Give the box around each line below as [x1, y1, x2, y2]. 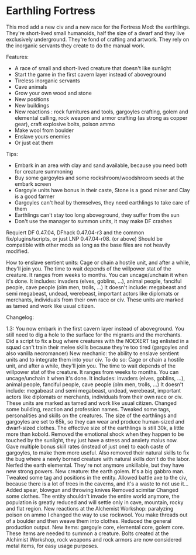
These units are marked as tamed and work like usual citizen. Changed [6, 399, 177, 407]
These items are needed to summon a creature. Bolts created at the [6, 530, 169, 537]
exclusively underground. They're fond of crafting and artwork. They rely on [6, 36, 190, 43]
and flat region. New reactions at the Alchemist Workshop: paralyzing [6, 505, 174, 512]
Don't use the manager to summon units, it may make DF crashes [14, 217, 173, 224]
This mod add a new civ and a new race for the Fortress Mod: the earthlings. [6, 23, 191, 30]
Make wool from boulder [14, 127, 74, 134]
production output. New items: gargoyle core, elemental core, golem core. [6, 523, 184, 530]
